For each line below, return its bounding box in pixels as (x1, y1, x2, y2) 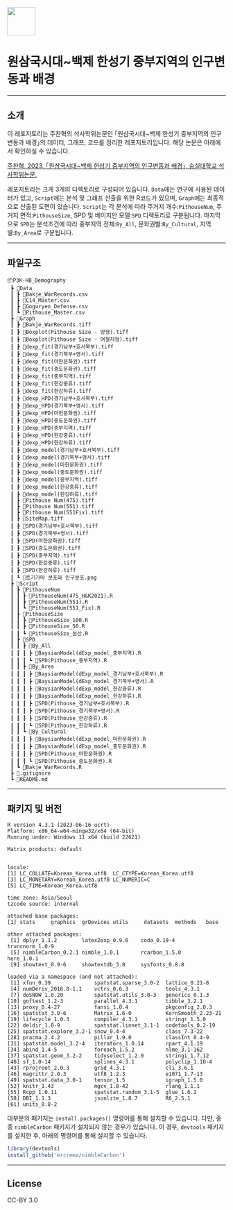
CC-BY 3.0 (7, 1195, 38, 1204)
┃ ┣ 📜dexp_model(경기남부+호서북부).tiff (10, 446, 120, 453)
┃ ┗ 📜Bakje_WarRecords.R (10, 764, 82, 771)
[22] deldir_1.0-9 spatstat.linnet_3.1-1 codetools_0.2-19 (7, 1022, 216, 1030)
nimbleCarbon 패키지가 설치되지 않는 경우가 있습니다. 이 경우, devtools (14, 1123, 206, 1131)
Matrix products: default (7, 846, 82, 853)
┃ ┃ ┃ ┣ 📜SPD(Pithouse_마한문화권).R (10, 750, 112, 757)
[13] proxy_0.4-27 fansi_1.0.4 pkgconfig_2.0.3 (7, 1004, 213, 1011)
